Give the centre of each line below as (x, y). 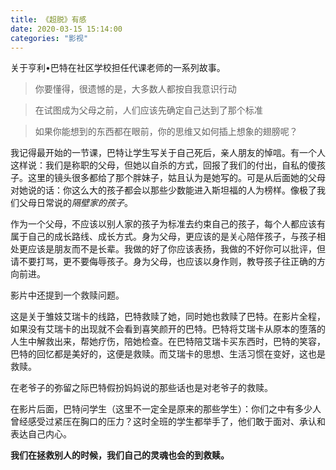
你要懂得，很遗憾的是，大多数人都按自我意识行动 (135, 89)
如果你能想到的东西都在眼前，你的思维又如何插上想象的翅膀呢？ (166, 132)
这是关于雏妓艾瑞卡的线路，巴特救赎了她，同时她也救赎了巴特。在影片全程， (168, 317)
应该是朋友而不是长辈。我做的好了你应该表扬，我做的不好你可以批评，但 (176, 249)
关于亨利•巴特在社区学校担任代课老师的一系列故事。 (118, 68)
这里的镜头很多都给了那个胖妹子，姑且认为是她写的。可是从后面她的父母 (176, 178)
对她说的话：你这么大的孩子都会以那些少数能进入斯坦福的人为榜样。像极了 (163, 190)
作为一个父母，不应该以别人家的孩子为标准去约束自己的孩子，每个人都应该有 (168, 224)
